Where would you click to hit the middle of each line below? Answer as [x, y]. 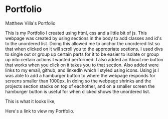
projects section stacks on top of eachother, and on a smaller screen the [80, 86]
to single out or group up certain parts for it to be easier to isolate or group [82, 54]
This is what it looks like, [31, 101]
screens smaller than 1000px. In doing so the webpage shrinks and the [78, 81]
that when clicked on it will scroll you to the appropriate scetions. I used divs [84, 49]
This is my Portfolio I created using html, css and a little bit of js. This [76, 33]
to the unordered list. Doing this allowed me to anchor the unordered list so [82, 43]
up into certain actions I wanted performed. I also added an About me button [84, 59]
